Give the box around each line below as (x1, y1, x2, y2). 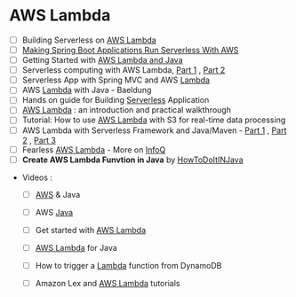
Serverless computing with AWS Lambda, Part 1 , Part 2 (21, 65, 226, 75)
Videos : (21, 172, 53, 183)
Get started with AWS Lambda (35, 224, 147, 235)
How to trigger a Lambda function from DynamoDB (35, 260, 222, 270)
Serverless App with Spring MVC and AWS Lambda (21, 74, 211, 85)
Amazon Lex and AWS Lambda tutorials (35, 278, 180, 288)
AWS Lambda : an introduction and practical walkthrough (21, 105, 231, 115)
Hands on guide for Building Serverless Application (21, 95, 210, 106)
